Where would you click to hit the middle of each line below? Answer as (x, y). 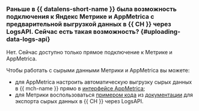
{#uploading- (161, 31)
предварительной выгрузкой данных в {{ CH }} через (89, 24)
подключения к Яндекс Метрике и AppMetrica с (80, 16)
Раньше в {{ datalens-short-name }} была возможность (92, 9)
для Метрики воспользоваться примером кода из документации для (104, 95)
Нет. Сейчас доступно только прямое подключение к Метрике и (89, 52)
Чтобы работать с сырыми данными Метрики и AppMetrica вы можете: (98, 71)
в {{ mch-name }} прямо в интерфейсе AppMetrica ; (80, 89)
